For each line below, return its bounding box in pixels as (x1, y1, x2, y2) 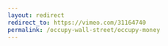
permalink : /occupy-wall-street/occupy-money (7, 26, 160, 34)
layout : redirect (7, 11, 65, 19)
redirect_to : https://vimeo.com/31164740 (7, 19, 147, 27)
